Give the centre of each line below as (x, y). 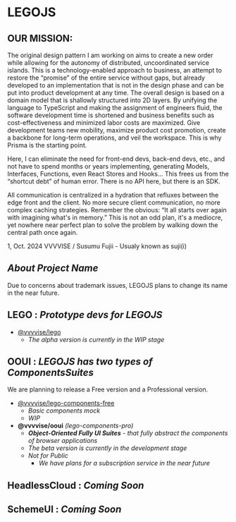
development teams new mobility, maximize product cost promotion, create (117, 130)
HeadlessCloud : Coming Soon (76, 485)
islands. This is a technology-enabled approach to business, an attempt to (114, 70)
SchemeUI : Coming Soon (64, 510)
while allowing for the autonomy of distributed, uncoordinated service (108, 63)
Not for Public (48, 456)
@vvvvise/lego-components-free (66, 403)
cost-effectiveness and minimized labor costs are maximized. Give (104, 123)
